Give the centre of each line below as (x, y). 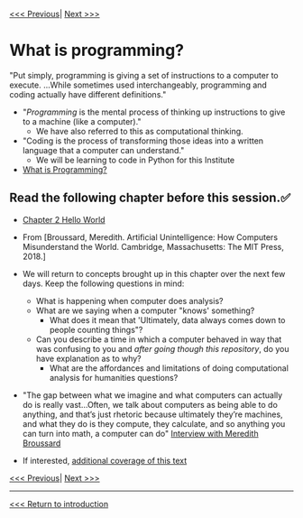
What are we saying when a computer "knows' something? (145, 310)
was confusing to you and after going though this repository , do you (163, 348)
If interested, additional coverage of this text (105, 460)
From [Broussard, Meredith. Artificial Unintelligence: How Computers (150, 237)
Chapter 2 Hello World (64, 219)
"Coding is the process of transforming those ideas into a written (143, 141)
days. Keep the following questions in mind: (103, 283)
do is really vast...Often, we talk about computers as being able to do (150, 404)
